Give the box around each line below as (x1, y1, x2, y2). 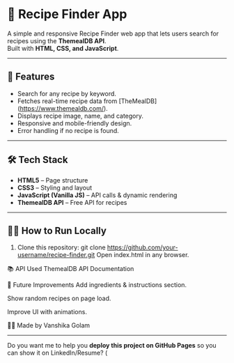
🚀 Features (7, 71, 55, 83)
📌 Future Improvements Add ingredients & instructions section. (7, 281, 187, 289)
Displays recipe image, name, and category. (17, 111, 144, 120)
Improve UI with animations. (7, 308, 87, 316)
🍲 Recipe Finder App (7, 6, 127, 22)
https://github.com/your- (107, 243, 178, 252)
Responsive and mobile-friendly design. (17, 118, 132, 128)
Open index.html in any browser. (96, 251, 189, 259)
